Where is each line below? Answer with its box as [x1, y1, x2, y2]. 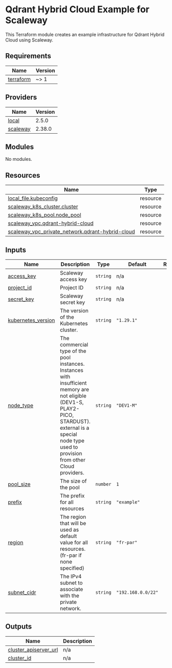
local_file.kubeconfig [8, 195, 58, 202]
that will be [59, 520, 87, 527]
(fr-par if [59, 552, 82, 559]
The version [59, 307, 89, 314]
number [95, 482, 112, 487]
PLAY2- [59, 405, 80, 412]
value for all [59, 539, 88, 546]
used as [59, 526, 79, 533]
